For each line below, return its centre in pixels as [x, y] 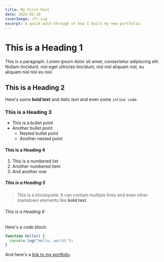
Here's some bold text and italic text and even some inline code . [71, 99]
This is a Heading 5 [25, 183]
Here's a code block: [26, 227]
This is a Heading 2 [35, 88]
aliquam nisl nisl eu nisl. [29, 72]
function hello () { [25, 236]
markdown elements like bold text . [52, 200]
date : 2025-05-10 [23, 14]
